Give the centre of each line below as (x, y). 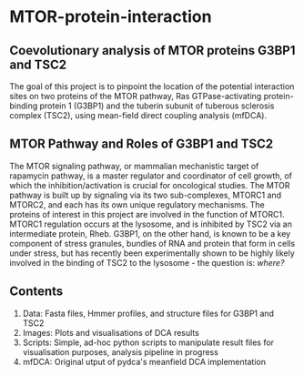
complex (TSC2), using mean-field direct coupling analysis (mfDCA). (138, 115)
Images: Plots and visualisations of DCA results (111, 332)
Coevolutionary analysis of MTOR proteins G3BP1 (152, 51)
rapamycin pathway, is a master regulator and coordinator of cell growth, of (151, 176)
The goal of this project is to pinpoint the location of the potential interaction (152, 86)
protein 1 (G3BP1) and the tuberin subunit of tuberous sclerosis (157, 106)
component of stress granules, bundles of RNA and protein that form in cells (152, 243)
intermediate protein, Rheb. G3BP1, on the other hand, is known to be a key (150, 233)
